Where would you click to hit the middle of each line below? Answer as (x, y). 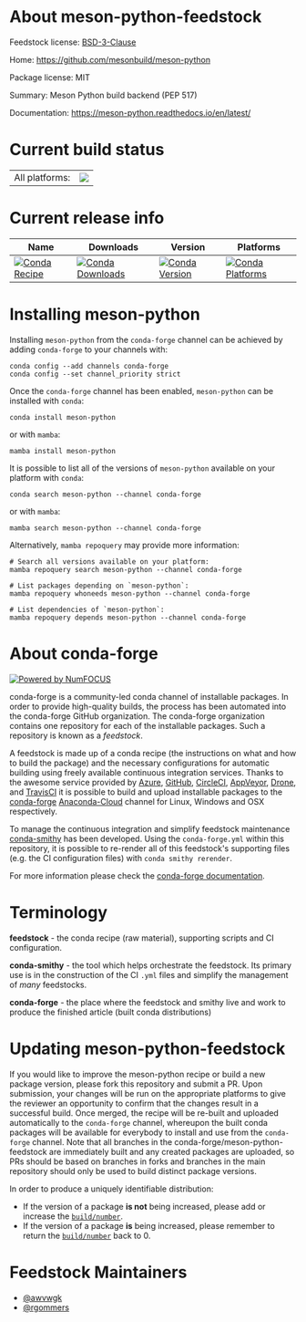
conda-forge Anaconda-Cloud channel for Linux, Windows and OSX (137, 801)
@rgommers (46, 1307)
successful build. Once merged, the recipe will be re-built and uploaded (144, 1113)
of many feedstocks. (48, 984)
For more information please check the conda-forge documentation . (138, 875)
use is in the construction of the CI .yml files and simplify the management (149, 974)
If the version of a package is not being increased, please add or (144, 1206)
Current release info (87, 219)
